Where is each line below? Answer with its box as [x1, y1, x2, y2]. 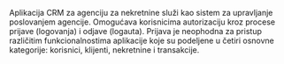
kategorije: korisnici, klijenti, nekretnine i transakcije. [9, 45, 200, 55]
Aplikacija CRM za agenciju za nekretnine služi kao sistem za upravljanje [9, 8, 273, 18]
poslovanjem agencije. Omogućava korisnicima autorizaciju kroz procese [9, 17, 276, 27]
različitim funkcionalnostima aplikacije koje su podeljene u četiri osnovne [9, 35, 274, 46]
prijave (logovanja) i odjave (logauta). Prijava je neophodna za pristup [9, 26, 263, 36]
